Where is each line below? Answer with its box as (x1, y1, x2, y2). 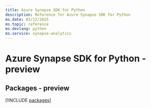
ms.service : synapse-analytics (5, 31, 72, 36)
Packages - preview (5, 84, 70, 92)
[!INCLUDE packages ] (5, 97, 51, 103)
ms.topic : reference (5, 21, 49, 27)
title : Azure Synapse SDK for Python (5, 7, 85, 13)
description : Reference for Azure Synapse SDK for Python (5, 12, 131, 17)
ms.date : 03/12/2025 (5, 17, 49, 22)
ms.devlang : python (5, 26, 47, 31)
